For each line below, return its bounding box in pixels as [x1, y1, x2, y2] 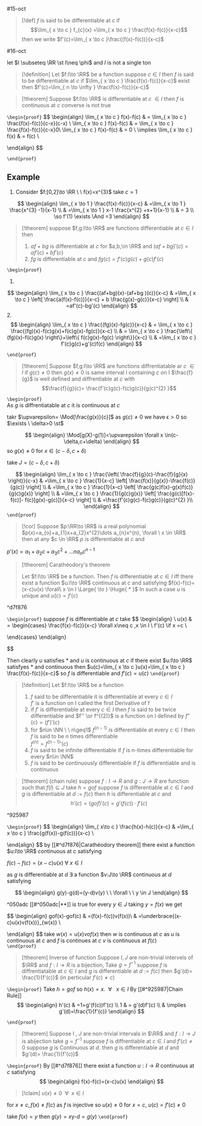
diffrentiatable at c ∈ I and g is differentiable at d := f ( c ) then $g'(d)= [21, 967, 193, 975]
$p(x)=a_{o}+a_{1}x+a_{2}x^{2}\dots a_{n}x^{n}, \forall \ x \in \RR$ [21, 529, 186, 536]
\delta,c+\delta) [63, 437, 103, 445]
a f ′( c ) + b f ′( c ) [30, 248, 64, 256]
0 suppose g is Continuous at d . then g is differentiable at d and [21, 1043, 179, 1051]
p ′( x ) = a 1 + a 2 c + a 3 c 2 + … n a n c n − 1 [7, 547, 96, 557]
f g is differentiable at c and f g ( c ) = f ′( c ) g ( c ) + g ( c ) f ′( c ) [30, 255, 164, 262]
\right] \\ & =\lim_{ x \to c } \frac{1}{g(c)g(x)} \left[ [34, 490, 156, 497]
